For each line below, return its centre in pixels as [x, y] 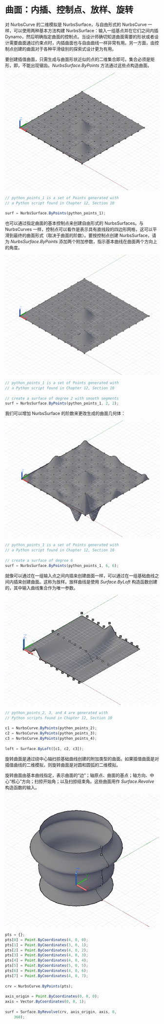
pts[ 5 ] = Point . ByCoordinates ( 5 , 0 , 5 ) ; [47, 966]
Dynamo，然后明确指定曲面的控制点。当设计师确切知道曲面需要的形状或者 [80, 37]
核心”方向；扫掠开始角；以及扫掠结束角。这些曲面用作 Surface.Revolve [83, 781]
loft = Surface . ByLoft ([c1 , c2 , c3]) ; [44, 749]
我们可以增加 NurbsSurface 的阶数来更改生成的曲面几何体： [65, 414]
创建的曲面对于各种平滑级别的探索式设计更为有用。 [65, 49]
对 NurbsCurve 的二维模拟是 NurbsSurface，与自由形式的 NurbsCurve [76, 24]
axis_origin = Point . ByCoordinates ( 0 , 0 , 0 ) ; [52, 997]
